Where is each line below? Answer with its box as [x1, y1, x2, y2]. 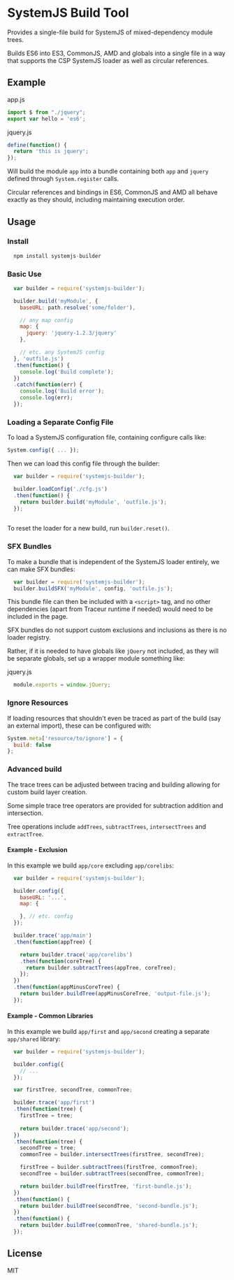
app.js [7, 95, 25, 103]
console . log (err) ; [20, 394, 73, 401]
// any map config [20, 317, 73, 324]
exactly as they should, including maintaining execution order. [7, 196, 185, 204]
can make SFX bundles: [7, 565, 75, 573]
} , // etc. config [20, 913, 73, 920]
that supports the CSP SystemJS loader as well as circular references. [7, 56, 210, 64]
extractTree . [7, 830, 44, 838]
